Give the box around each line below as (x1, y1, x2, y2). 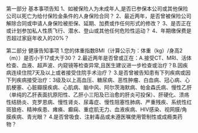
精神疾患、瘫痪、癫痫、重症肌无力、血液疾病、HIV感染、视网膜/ (26, 106, 182, 113)
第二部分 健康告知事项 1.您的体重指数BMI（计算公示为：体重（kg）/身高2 (6, 47, 183, 54)
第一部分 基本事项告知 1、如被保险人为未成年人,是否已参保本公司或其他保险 (6, 5, 189, 12)
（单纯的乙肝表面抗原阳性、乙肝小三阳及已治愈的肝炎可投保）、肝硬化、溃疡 (6, 91, 190, 98)
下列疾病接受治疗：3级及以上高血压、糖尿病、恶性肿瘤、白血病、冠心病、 (6, 77, 185, 84)
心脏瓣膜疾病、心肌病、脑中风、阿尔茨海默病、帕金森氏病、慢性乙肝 (26, 84, 192, 91)
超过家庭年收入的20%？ (11, 35, 70, 41)
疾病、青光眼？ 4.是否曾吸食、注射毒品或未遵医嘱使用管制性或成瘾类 (11, 114, 178, 120)
